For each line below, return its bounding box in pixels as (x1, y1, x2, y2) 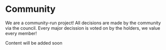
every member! (5, 30, 37, 36)
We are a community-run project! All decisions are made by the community (5, 20, 161, 26)
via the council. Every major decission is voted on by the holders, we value (5, 25, 160, 31)
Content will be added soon (5, 40, 63, 46)
